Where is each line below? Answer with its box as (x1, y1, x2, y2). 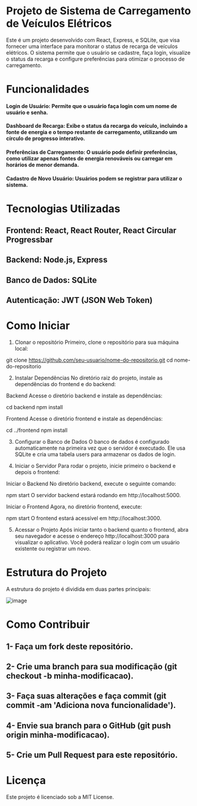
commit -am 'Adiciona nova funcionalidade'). (6, 700, 176, 710)
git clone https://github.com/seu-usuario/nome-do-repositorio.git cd (6, 356, 173, 364)
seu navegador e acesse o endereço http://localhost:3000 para (14, 533, 170, 540)
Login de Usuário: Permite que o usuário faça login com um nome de (6, 102, 177, 109)
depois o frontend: (14, 469, 60, 476)
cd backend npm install (6, 404, 63, 411)
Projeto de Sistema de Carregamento (6, 4, 191, 18)
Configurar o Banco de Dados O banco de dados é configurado (14, 438, 170, 445)
